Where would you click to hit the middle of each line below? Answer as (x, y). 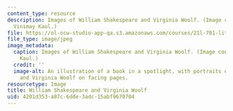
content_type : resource (42, 13)
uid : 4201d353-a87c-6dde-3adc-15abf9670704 (71, 97)
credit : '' (29, 65)
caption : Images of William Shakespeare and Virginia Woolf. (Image (114, 52)
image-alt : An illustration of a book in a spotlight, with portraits (118, 71)
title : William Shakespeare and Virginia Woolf (77, 90)
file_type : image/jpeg (40, 39)
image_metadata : (31, 46)
